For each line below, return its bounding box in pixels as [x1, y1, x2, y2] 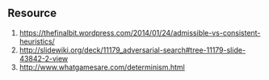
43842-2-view [19, 53, 69, 63]
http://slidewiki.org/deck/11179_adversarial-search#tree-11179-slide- [19, 44, 246, 55]
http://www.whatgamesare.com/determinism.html [19, 62, 185, 72]
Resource [7, 6, 57, 20]
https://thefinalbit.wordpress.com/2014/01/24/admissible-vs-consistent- [19, 27, 261, 37]
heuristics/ [19, 36, 56, 46]
